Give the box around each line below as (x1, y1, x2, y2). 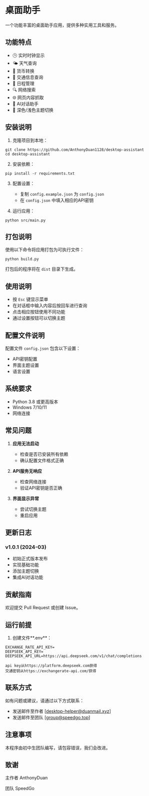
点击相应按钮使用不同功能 (12, 309, 65, 315)
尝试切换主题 (19, 506, 46, 512)
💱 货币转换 (12, 68, 34, 74)
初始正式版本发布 (12, 556, 48, 562)
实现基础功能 (12, 562, 39, 568)
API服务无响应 (12, 468, 42, 474)
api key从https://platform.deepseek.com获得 (5, 663, 97, 668)
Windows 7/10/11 (12, 404, 47, 410)
